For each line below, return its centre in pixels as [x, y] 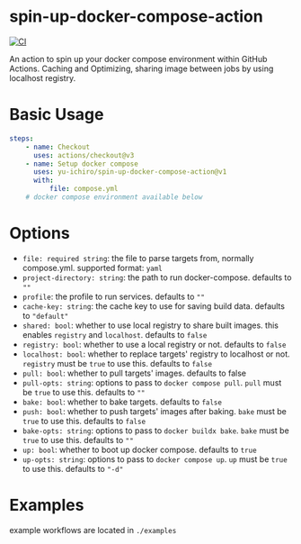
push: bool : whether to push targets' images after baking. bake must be [155, 411]
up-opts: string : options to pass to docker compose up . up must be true [155, 459]
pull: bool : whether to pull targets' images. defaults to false [134, 373]
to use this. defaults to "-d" [73, 468]
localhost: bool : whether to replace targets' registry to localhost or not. [156, 354]
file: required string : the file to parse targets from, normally [138, 258]
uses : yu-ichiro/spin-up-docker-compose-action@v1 [130, 172]
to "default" [45, 315]
